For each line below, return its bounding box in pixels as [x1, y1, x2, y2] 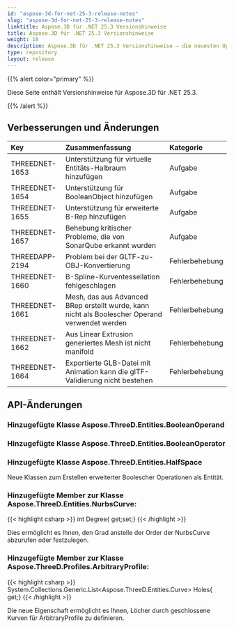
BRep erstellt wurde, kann [65, 300, 150, 310]
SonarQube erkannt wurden [65, 240, 157, 250]
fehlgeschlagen [65, 280, 116, 290]
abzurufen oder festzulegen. [7, 536, 89, 544]
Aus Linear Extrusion [65, 329, 134, 339]
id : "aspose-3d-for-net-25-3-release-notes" [7, 10, 139, 17]
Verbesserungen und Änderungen [7, 122, 159, 134]
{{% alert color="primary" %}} [7, 75, 95, 83]
